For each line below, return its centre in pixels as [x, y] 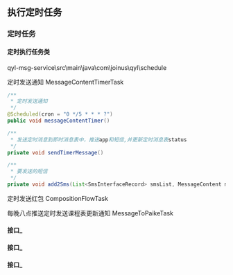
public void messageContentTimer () [59, 121]
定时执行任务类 [28, 51]
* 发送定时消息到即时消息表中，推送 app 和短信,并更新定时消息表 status [98, 140]
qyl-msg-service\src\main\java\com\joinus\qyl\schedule [87, 67]
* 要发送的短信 [29, 172]
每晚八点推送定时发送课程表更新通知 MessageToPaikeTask [90, 213]
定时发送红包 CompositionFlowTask [58, 198]
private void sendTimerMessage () [55, 152]
